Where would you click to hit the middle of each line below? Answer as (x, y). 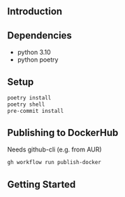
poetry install (29, 98)
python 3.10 (34, 53)
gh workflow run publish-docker (54, 163)
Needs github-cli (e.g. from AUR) (55, 149)
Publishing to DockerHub (63, 133)
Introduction (35, 12)
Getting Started (42, 184)
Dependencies (39, 35)
